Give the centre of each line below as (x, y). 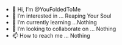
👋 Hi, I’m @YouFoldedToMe (46, 9)
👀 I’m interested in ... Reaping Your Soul (62, 16)
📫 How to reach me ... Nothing (51, 36)
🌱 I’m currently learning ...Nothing (54, 22)
